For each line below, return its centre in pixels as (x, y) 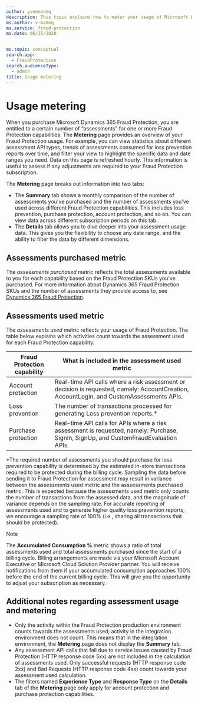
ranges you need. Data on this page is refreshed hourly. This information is (97, 160)
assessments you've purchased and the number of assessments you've (102, 202)
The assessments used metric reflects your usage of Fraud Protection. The (97, 330)
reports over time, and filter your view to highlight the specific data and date (98, 153)
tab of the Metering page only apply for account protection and (92, 688)
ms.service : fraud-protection (43, 28)
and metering (31, 611)
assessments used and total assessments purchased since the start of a (94, 551)
